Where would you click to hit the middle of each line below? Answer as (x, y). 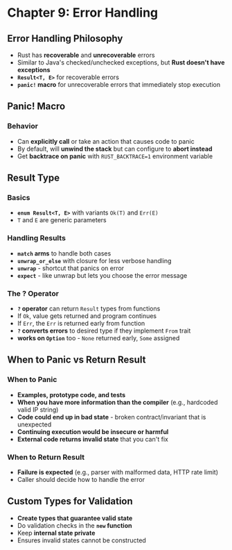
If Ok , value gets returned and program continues (87, 316)
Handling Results (36, 238)
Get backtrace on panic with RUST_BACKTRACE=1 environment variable (115, 156)
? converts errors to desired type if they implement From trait (104, 331)
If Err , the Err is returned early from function (81, 323)
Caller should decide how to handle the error (81, 479)
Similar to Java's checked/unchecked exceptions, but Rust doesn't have (121, 62)
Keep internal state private (56, 533)
